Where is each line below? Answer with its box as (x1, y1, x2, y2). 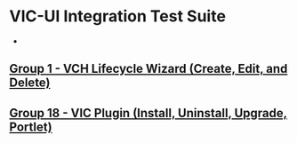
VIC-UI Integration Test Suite (9, 6, 227, 27)
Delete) (9, 75, 51, 91)
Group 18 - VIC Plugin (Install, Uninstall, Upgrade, (9, 105, 288, 121)
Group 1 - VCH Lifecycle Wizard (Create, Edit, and (9, 61, 288, 76)
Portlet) (9, 119, 52, 134)
